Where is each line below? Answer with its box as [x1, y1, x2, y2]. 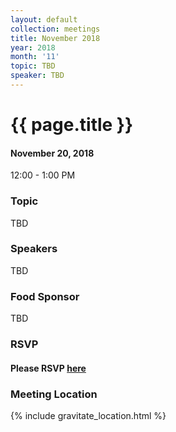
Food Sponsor [10, 289, 80, 303]
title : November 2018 [10, 33, 101, 43]
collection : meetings [10, 24, 101, 34]
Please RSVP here [10, 362, 87, 374]
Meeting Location [10, 387, 98, 401]
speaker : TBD [10, 71, 65, 81]
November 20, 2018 [10, 147, 95, 159]
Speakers [10, 242, 58, 256]
